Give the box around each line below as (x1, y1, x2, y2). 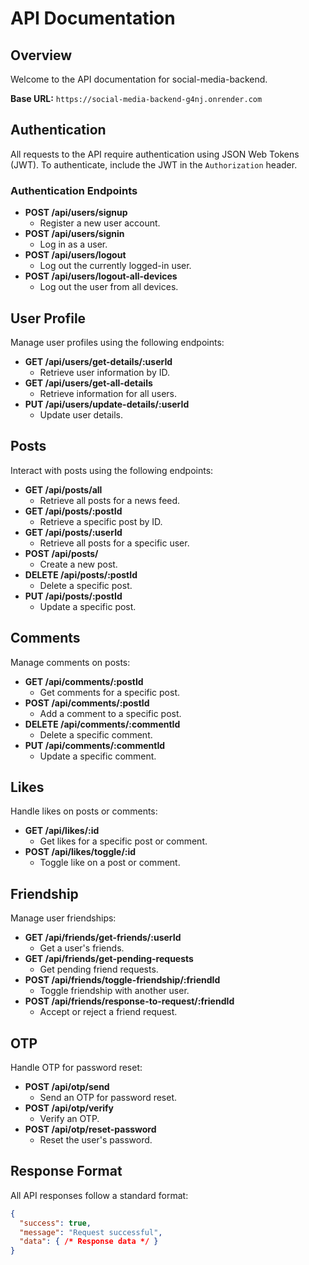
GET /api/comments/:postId (24, 675, 144, 687)
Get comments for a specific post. (39, 686, 181, 698)
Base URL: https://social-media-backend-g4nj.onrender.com (10, 93, 263, 104)
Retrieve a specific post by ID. (39, 515, 163, 527)
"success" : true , (19, 1218, 92, 1228)
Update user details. (39, 408, 124, 421)
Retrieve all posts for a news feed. (39, 494, 181, 506)
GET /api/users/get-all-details (24, 377, 153, 389)
